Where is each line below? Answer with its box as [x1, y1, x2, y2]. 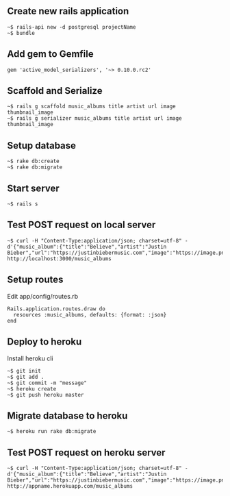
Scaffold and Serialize [7, 85, 103, 97]
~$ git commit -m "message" [7, 380, 88, 386]
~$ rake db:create [7, 158, 60, 165]
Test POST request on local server [7, 219, 156, 231]
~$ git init [7, 367, 41, 374]
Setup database [7, 140, 77, 151]
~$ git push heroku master [7, 391, 84, 398]
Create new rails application [7, 5, 129, 17]
